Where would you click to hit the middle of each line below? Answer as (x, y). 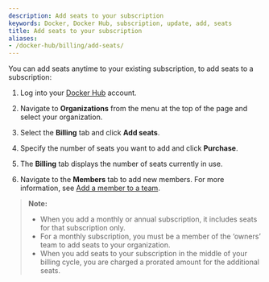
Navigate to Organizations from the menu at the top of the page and (134, 109)
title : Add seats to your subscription (75, 31)
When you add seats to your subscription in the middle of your (144, 254)
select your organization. (61, 117)
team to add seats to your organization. (105, 245)
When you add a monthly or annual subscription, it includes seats (149, 219)
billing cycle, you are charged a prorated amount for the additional (150, 262)
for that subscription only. (83, 228)
